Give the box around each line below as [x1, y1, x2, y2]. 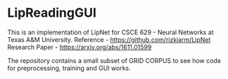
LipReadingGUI [7, 5, 97, 21]
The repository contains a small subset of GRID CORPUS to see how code [7, 56, 222, 64]
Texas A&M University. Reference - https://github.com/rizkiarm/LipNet [7, 35, 211, 43]
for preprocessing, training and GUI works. [7, 64, 132, 72]
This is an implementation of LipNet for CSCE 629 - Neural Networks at [7, 28, 214, 36]
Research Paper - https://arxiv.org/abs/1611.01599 [7, 43, 152, 51]
